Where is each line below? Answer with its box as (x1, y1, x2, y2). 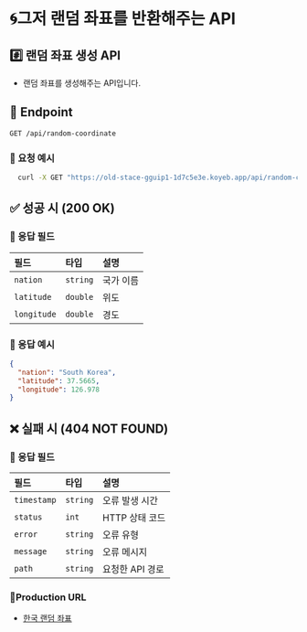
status (14, 512, 43, 522)
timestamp (14, 495, 57, 506)
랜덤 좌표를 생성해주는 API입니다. (22, 78, 142, 88)
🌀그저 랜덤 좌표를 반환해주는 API (9, 8, 236, 29)
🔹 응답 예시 (9, 337, 55, 350)
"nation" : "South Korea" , (17, 368, 117, 377)
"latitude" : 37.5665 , (17, 376, 101, 385)
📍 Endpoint (9, 104, 73, 120)
